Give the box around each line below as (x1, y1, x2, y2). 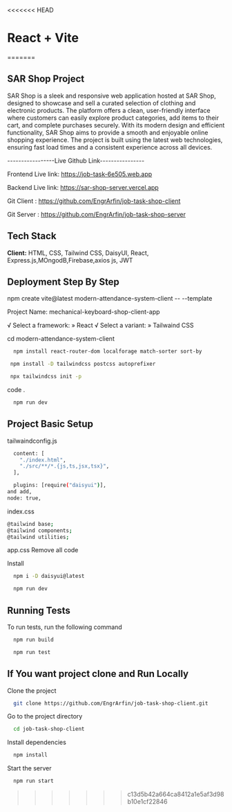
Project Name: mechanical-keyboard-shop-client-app (7, 308, 160, 316)
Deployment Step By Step (7, 276, 119, 288)
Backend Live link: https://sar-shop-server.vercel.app (7, 183, 159, 191)
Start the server (7, 764, 52, 773)
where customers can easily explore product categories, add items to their (7, 114, 220, 122)
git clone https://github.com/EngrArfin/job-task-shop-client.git (13, 700, 209, 707)
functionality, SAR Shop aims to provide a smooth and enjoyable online (7, 128, 209, 136)
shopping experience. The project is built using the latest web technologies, (7, 135, 223, 144)
